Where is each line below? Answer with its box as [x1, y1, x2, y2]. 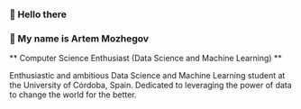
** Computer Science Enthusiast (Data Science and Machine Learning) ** [9, 53, 282, 64]
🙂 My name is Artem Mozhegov [9, 32, 150, 44]
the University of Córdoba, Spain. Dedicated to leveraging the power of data [9, 80, 293, 91]
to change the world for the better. [9, 89, 137, 100]
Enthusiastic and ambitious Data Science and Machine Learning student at [9, 70, 286, 81]
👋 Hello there [9, 8, 68, 21]
